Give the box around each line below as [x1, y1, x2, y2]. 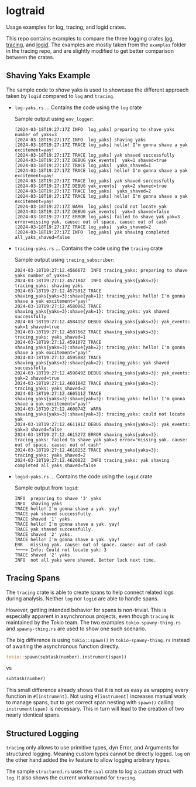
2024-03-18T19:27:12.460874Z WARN [14, 406, 102, 412]
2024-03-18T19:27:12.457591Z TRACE [14, 288, 102, 294]
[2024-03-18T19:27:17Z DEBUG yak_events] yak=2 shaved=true [14, 183, 167, 189]
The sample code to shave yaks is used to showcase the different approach [6, 86, 189, 93]
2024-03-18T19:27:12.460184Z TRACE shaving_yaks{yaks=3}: [14, 380, 159, 386]
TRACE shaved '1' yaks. [14, 516, 73, 522]
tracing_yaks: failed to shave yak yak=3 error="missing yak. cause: [14, 437, 188, 443]
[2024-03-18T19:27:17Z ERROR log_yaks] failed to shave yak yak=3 [14, 214, 180, 219]
